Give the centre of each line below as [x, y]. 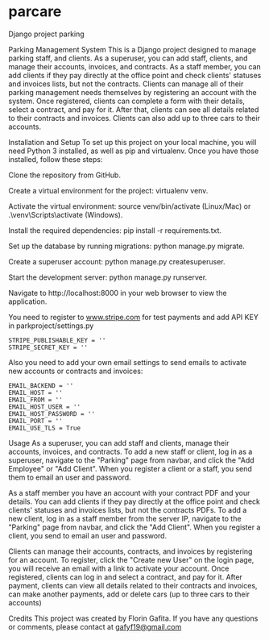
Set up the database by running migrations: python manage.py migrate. [127, 246]
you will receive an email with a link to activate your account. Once [119, 568]
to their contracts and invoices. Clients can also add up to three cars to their [134, 118]
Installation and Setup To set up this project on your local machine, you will [132, 142]
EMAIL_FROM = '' [35, 400]
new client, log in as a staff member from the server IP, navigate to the [125, 518]
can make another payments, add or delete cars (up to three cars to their [129, 594]
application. [28, 301]
